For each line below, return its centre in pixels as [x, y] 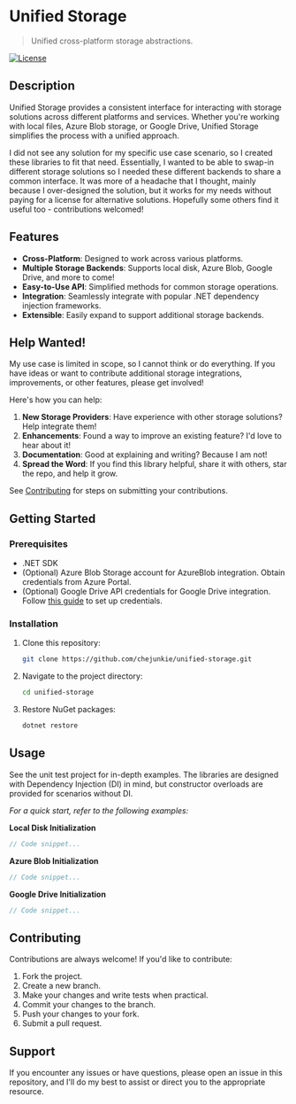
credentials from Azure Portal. [76, 582]
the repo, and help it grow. [70, 474]
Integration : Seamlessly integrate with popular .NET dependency [140, 296]
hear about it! [46, 446]
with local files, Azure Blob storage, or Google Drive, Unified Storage [134, 126]
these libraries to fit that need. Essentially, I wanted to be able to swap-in [141, 162]
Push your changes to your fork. [80, 1014]
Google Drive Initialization [57, 894]
